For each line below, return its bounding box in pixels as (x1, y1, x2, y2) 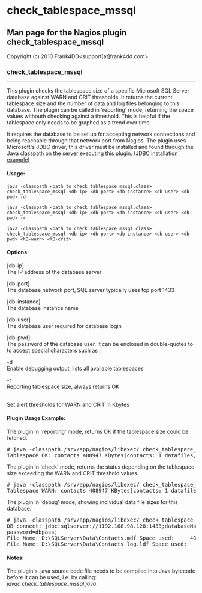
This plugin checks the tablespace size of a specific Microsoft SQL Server (7, 87, 189, 94)
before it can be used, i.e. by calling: (7, 574, 97, 581)
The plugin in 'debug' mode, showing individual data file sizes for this (7, 498, 179, 505)
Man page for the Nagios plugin (7, 28, 127, 38)
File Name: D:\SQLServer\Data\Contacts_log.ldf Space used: (7, 540, 188, 547)
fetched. (7, 434, 28, 442)
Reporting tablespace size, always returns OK (7, 383, 120, 390)
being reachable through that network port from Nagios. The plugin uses (7, 137, 186, 144)
